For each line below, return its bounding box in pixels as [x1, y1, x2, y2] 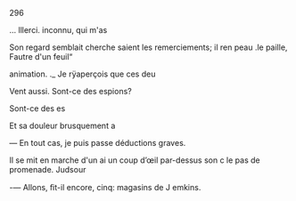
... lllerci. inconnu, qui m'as [9, 25, 108, 35]
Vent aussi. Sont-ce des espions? [9, 86, 132, 96]
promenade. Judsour [9, 165, 86, 174]
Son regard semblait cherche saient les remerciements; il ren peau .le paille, [9, 42, 288, 52]
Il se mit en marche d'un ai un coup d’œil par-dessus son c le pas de [9, 155, 260, 165]
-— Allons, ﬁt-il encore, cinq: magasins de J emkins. [9, 182, 201, 192]
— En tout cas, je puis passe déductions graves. [9, 138, 186, 148]
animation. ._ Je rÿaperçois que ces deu [9, 68, 156, 79]
